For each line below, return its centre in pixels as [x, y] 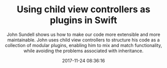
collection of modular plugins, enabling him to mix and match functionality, [83, 45]
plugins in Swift [83, 20]
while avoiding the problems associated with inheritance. [83, 51]
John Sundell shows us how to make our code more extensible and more [83, 34]
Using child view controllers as [83, 9]
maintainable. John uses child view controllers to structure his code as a [83, 40]
